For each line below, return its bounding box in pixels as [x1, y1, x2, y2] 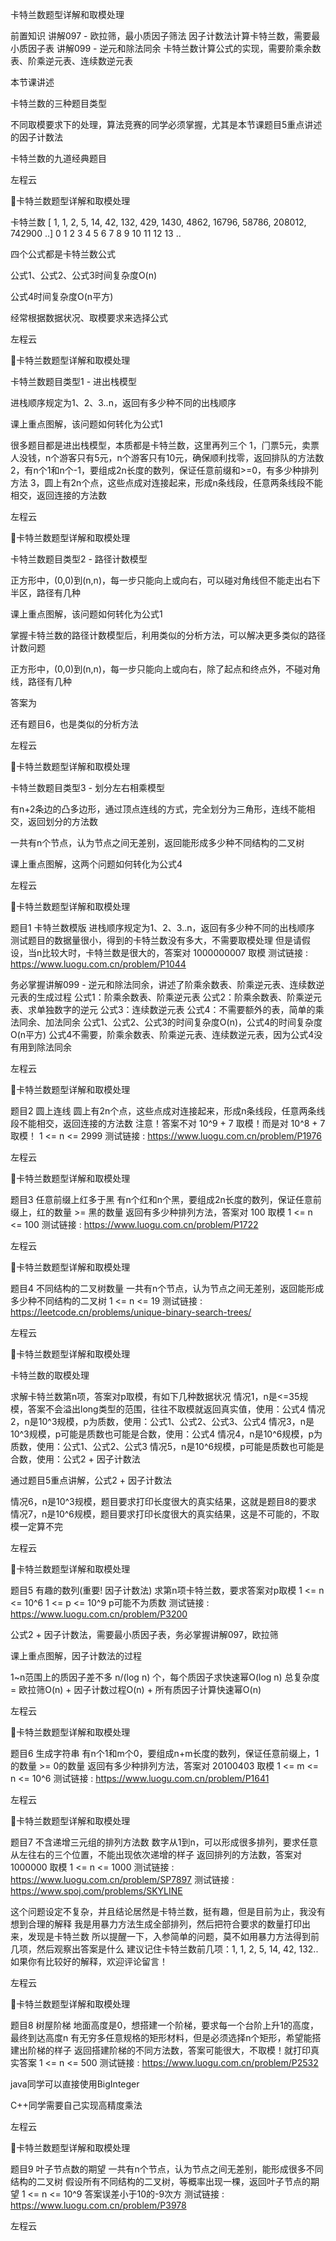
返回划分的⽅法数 [27, 816, 98, 827]
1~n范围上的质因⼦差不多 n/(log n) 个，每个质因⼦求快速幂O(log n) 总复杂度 [10, 1671, 320, 1683]
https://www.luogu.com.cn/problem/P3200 [10, 1608, 188, 1620]
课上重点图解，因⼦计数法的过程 [10, 1650, 142, 1662]
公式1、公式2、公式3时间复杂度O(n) [10, 269, 158, 281]
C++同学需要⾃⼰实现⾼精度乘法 [10, 2099, 143, 2111]
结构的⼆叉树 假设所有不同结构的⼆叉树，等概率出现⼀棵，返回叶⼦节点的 [10, 2176, 311, 2187]
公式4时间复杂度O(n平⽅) [10, 291, 114, 302]
